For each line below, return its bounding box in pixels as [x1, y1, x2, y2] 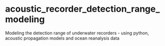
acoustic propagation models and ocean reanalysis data [5, 35, 120, 41]
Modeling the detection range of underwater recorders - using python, [5, 30, 149, 36]
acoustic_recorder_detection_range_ [5, 3, 160, 15]
